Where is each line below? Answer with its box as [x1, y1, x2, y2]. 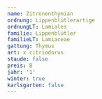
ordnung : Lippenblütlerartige [7, 17, 96, 24]
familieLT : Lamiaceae [7, 36, 71, 43]
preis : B [7, 62, 33, 69]
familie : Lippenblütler [7, 29, 77, 37]
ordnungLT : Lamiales [7, 23, 68, 30]
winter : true [7, 75, 45, 82]
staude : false [7, 56, 49, 63]
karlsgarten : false [7, 82, 64, 89]
